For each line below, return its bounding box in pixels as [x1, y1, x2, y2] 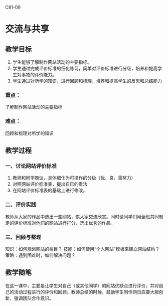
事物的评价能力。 [21, 72, 57, 77]
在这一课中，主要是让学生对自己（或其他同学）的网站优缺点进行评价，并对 [5, 282, 159, 288]
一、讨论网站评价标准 [5, 163, 57, 170]
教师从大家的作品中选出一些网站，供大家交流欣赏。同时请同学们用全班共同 [5, 213, 159, 220]
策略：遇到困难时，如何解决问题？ [5, 252, 76, 258]
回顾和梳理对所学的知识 [5, 130, 54, 136]
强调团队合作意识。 [14, 295, 54, 301]
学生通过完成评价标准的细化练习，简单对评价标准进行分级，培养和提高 [12, 65, 158, 71]
